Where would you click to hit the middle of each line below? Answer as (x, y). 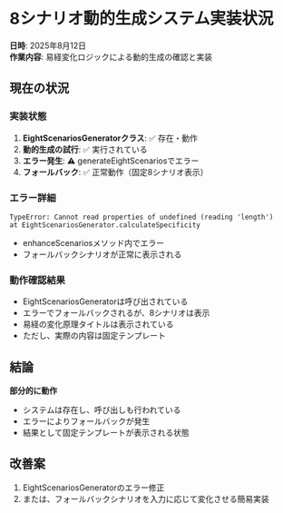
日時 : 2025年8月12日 (48, 45)
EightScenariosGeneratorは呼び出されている (105, 301)
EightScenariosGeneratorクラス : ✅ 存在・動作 (110, 138)
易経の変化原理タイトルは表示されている (98, 324)
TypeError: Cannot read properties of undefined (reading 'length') (141, 217)
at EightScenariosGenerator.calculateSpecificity (105, 225)
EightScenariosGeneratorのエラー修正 (93, 488)
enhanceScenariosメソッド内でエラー (93, 242)
